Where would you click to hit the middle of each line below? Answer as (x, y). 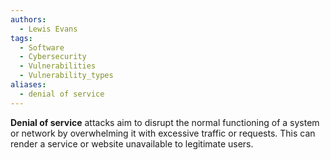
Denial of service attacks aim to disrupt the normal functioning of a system (165, 122)
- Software (42, 47)
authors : (28, 19)
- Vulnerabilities (58, 66)
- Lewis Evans (48, 29)
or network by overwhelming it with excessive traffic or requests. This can (163, 133)
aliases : (28, 85)
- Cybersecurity (53, 57)
